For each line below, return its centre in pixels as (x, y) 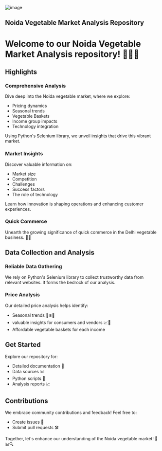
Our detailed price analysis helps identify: (47, 305)
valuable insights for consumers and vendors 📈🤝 (61, 322)
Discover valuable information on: (39, 164)
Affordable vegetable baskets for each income (59, 329)
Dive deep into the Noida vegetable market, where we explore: (68, 96)
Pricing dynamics (29, 106)
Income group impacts (35, 121)
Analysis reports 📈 (31, 384)
